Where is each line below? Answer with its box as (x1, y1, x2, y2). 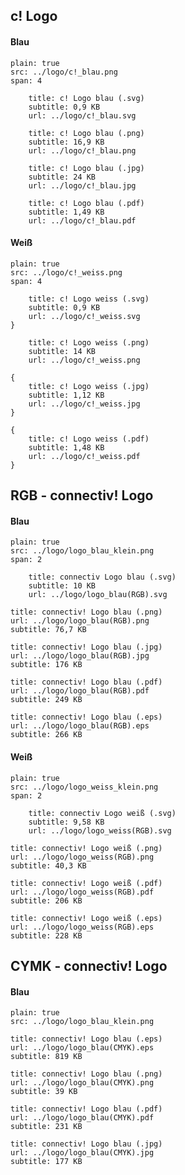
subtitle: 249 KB (10, 695, 83, 705)
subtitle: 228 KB (10, 930, 83, 941)
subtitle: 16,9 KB (28, 137, 105, 147)
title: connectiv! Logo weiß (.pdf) (10, 878, 163, 888)
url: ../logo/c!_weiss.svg (28, 311, 141, 321)
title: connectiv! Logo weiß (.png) (10, 843, 163, 853)
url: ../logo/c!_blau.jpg (28, 180, 137, 191)
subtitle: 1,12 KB (28, 390, 105, 400)
